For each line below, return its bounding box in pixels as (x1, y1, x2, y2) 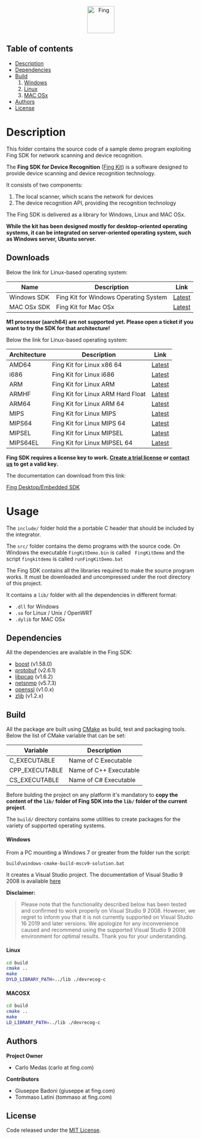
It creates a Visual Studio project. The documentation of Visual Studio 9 (6, 871, 183, 879)
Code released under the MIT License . (6, 1126, 101, 1134)
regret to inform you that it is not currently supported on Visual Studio (20, 913, 193, 921)
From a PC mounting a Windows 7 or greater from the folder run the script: (6, 849, 191, 856)
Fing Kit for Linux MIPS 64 (52, 419, 126, 427)
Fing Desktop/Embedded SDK (6, 483, 80, 491)
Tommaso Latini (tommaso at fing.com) (14, 1093, 112, 1101)
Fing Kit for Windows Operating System (56, 293, 167, 301)
